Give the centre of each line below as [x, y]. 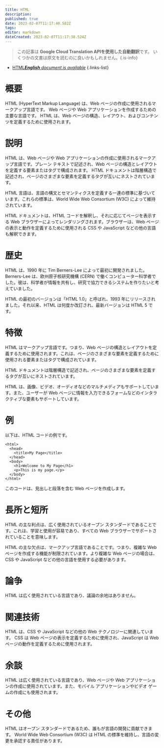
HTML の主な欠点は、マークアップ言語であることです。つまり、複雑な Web [81, 547]
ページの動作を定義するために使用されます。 [50, 644]
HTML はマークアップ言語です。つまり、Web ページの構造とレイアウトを [79, 347]
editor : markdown [23, 32]
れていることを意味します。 [33, 537]
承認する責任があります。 [39, 741]
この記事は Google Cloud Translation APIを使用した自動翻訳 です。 [84, 52]
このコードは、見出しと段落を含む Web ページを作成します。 [67, 488]
